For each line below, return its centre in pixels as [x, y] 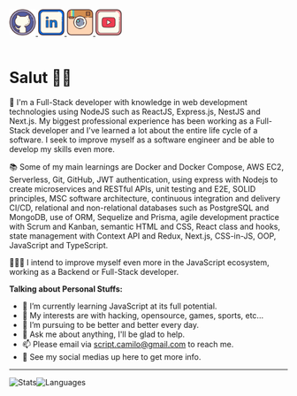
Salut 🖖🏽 [41, 78]
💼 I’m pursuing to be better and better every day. [110, 324]
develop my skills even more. [62, 148]
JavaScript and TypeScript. [59, 245]
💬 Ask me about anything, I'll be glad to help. [103, 334]
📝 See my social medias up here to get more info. [111, 356]
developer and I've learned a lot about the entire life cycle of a [145, 130]
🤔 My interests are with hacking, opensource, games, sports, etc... [142, 315]
